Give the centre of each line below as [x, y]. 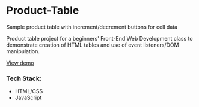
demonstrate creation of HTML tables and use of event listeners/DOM [93, 45]
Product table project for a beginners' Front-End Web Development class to [100, 38]
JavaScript [28, 98]
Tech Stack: [24, 78]
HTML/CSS [29, 91]
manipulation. [23, 51]
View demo [20, 63]
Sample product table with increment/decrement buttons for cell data [92, 27]
